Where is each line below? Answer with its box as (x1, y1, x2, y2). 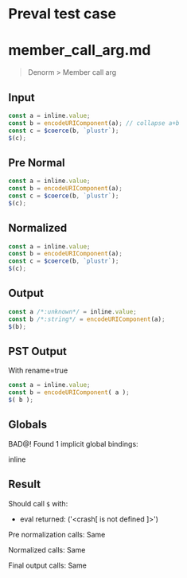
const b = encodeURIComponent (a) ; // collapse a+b (8, 119, 180, 127)
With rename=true (8, 365, 68, 375)
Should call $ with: (8, 498, 68, 508)
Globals (8, 418, 48, 432)
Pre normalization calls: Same (8, 529, 106, 539)
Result (8, 478, 41, 491)
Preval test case (8, 5, 117, 23)
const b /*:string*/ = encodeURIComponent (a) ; (8, 315, 166, 323)
